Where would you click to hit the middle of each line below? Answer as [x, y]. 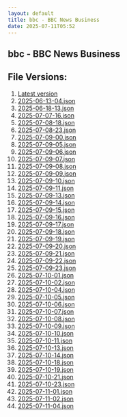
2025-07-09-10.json [46, 180]
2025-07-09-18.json [46, 231]
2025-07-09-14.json [46, 202]
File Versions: [38, 77]
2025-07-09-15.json [46, 210]
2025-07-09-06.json [47, 152]
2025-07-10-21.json [45, 377]
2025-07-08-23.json [47, 130]
